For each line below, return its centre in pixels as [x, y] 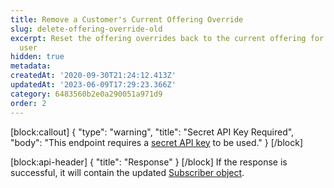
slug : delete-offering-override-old [86, 29]
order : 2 [28, 103]
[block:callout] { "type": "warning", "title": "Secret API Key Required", [152, 132]
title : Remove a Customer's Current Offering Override [127, 19]
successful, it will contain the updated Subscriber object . [127, 172]
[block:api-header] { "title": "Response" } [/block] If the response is [149, 162]
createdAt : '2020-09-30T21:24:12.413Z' [93, 76]
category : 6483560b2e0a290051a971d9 [86, 94]
